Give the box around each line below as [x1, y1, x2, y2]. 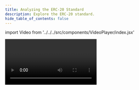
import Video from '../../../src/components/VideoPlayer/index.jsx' [5, 30, 135, 36]
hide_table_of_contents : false [5, 16, 69, 21]
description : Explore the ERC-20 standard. [5, 12, 95, 17]
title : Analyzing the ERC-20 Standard [5, 7, 84, 12]
